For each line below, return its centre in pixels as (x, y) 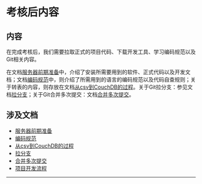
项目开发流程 (31, 168)
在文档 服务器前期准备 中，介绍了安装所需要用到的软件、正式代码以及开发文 (98, 72)
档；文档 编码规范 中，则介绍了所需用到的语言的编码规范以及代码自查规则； (98, 79)
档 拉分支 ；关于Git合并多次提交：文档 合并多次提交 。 (70, 94)
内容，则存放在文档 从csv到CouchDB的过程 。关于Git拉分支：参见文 (110, 87)
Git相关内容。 (23, 59)
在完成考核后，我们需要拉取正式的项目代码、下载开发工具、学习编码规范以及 (101, 52)
